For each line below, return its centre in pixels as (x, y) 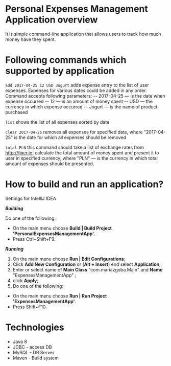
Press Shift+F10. (30, 307)
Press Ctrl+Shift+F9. (34, 239)
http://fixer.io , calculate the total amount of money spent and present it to (82, 153)
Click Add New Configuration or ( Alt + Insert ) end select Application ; (87, 264)
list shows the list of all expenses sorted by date (57, 122)
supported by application (60, 71)
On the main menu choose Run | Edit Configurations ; (69, 259)
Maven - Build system (35, 358)
